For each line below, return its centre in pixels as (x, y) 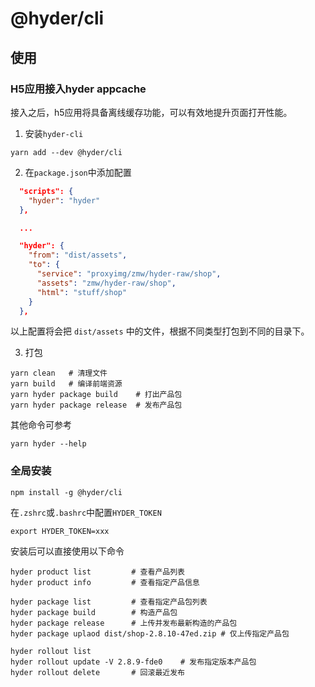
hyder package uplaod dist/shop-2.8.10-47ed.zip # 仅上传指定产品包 (150, 633)
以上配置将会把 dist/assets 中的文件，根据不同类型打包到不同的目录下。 (160, 331)
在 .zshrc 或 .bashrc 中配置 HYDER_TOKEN (86, 512)
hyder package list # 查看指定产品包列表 (109, 602)
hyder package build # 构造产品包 (94, 612)
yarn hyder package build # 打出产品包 (96, 395)
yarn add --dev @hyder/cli (66, 152)
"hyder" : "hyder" (64, 200)
